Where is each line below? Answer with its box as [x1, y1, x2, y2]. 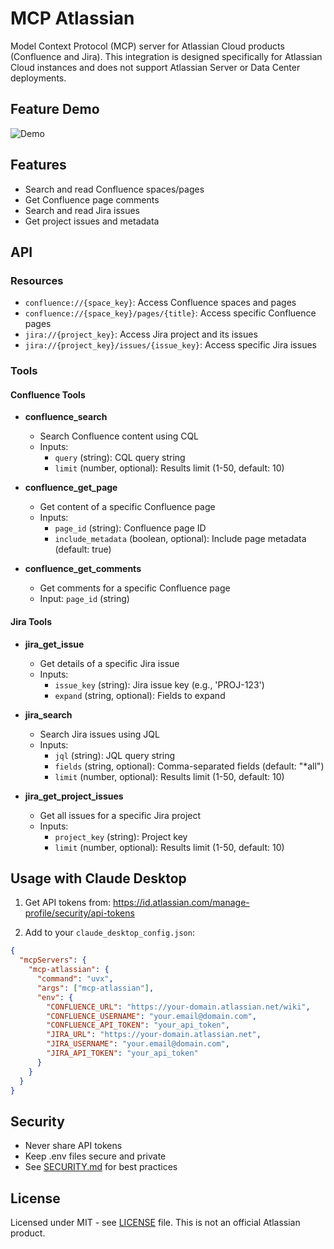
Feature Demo [10, 101, 100, 118]
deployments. [10, 72, 67, 84]
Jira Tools [10, 615, 52, 627]
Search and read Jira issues [24, 204, 140, 216]
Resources [10, 273, 64, 287]
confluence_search [24, 411, 108, 423]
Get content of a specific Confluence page [39, 501, 216, 513]
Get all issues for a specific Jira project [39, 809, 202, 821]
